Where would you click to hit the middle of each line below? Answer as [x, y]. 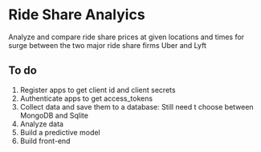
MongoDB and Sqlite [54, 115]
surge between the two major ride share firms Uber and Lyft [108, 45]
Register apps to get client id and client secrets [98, 90]
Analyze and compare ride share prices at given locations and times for [126, 37]
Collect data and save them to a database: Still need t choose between [137, 106]
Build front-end [45, 141]
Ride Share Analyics [77, 15]
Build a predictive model [60, 132]
